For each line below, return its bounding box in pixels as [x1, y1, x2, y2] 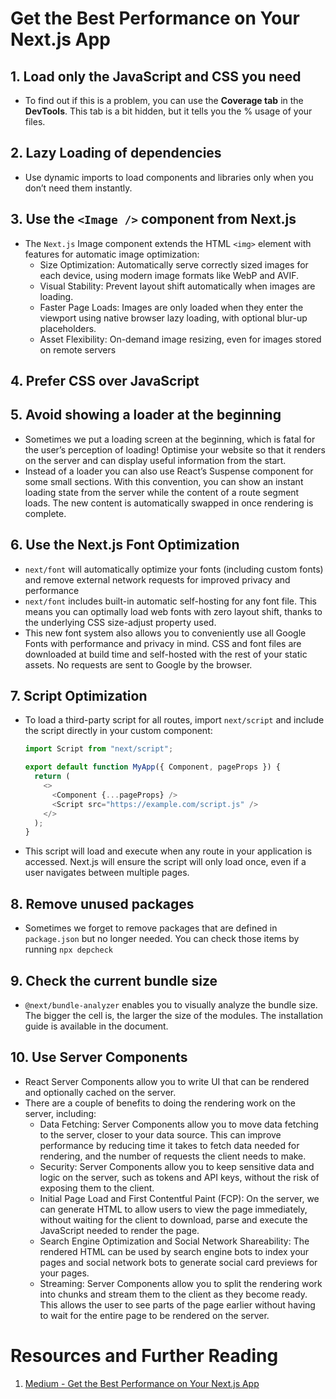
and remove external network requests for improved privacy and [24, 573, 291, 586]
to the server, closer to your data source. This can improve [39, 1128, 282, 1141]
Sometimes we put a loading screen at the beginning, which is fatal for [24, 433, 316, 445]
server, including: [24, 1107, 97, 1119]
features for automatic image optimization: [24, 248, 200, 260]
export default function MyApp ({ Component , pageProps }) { [24, 762, 281, 772]
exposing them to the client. [39, 1182, 155, 1194]
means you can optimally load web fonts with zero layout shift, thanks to [24, 605, 323, 617]
